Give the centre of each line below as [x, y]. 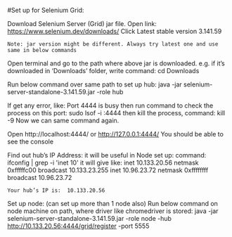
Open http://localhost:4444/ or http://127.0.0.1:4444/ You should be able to [115, 134]
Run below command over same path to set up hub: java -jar [95, 84]
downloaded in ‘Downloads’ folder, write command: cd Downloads [103, 71]
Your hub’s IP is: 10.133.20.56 [56, 191]
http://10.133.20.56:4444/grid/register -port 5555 [78, 226]
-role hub [110, 92]
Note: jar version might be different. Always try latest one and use [113, 44]
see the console [31, 141]
